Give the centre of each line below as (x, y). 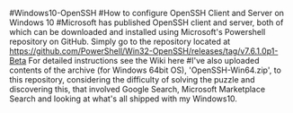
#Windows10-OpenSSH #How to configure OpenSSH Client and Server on (147, 13)
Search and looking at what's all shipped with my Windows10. (124, 99)
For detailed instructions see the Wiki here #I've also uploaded (144, 61)
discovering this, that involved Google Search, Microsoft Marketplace (138, 89)
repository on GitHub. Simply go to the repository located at (120, 41)
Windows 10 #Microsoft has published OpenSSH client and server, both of (146, 22)
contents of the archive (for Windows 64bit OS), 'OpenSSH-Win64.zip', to (145, 70)
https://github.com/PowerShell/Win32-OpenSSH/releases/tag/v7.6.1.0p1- (144, 51)
